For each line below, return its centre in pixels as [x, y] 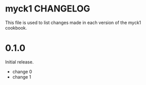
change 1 [22, 77]
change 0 [22, 71]
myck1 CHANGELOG [48, 9]
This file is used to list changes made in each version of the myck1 [73, 22]
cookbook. [16, 27]
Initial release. [19, 62]
